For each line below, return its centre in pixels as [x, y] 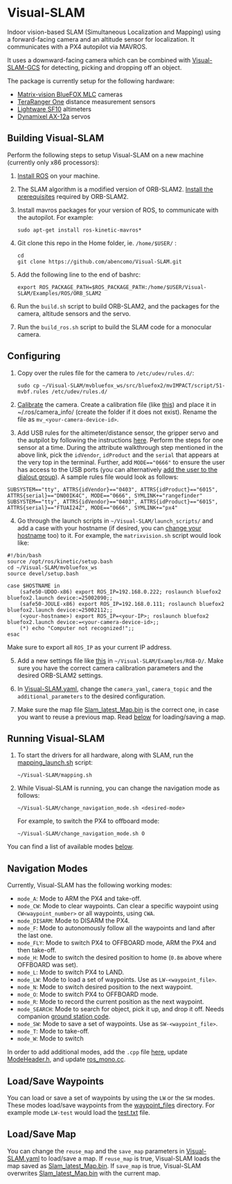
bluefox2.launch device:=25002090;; [60, 598]
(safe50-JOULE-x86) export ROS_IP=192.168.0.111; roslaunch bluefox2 [122, 604]
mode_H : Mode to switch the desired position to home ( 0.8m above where [119, 957]
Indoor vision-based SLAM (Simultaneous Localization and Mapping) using [114, 32]
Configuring [34, 356]
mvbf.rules [33, 392]
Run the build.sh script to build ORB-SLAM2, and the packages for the [118, 306]
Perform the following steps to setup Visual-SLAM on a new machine [106, 155]
